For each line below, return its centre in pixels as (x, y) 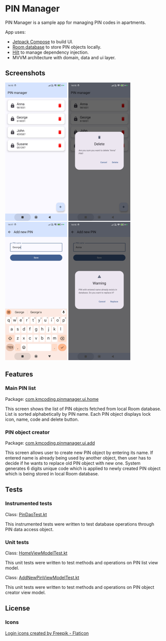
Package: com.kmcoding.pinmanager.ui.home (52, 399)
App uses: (15, 32)
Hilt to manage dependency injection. (51, 52)
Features (19, 374)
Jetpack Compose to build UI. (43, 42)
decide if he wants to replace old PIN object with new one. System (73, 463)
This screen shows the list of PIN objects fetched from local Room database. (83, 409)
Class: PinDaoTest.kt (26, 514)
